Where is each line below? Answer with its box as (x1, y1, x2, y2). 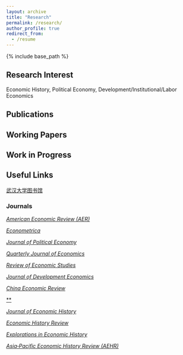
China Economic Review (6, 285, 65, 292)
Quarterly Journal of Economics (6, 250, 85, 257)
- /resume (11, 36, 36, 42)
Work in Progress (6, 150, 72, 160)
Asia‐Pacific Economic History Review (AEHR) (6, 342, 119, 350)
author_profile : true (6, 25, 60, 32)
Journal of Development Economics (6, 273, 94, 281)
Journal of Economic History (6, 308, 77, 315)
